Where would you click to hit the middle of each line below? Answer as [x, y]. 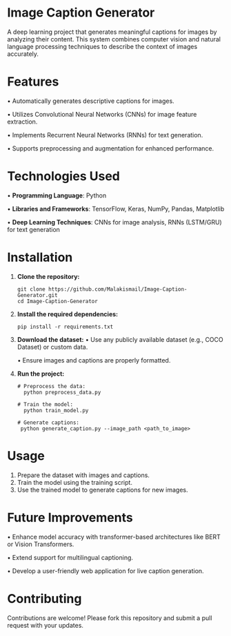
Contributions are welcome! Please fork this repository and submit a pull [110, 618]
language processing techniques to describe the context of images [102, 46]
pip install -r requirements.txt [65, 327]
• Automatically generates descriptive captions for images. [91, 101]
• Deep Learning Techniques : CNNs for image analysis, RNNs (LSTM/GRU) [114, 222]
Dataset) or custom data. [52, 347]
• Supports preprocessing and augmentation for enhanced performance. [111, 148]
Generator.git [37, 295]
